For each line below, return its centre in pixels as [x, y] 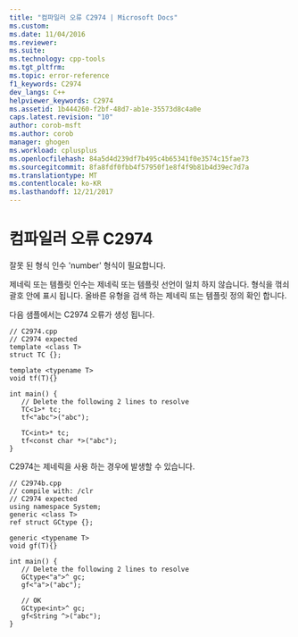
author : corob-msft [46, 126]
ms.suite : [28, 51]
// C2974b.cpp [36, 483]
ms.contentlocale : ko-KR [55, 184]
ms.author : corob [41, 134]
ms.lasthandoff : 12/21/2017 [62, 192]
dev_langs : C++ [37, 92]
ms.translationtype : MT [54, 175]
